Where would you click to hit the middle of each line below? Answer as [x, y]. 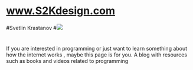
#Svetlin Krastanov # [32, 28]
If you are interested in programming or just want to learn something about [97, 49]
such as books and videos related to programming [67, 61]
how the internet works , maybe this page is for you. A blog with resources [97, 55]
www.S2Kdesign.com [60, 11]
